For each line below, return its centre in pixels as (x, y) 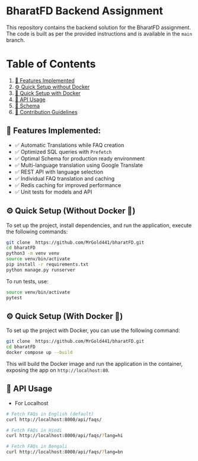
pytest (14, 298)
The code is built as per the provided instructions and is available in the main (99, 33)
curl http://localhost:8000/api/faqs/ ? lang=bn (65, 452)
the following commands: (37, 231)
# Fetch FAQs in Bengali (37, 447)
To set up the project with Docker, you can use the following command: (93, 330)
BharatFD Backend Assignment (84, 11)
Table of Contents (51, 64)
